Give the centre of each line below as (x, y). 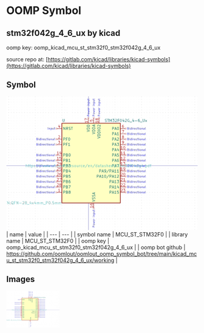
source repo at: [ (27, 59)
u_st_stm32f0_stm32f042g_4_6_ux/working (60, 260)
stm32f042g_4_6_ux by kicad (63, 33)
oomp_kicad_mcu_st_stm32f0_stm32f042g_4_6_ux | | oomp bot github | (96, 247)
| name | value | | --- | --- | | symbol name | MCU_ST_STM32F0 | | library (97, 234)
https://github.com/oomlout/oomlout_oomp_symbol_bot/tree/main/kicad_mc (102, 253)
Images (21, 279)
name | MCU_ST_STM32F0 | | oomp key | (58, 241)
